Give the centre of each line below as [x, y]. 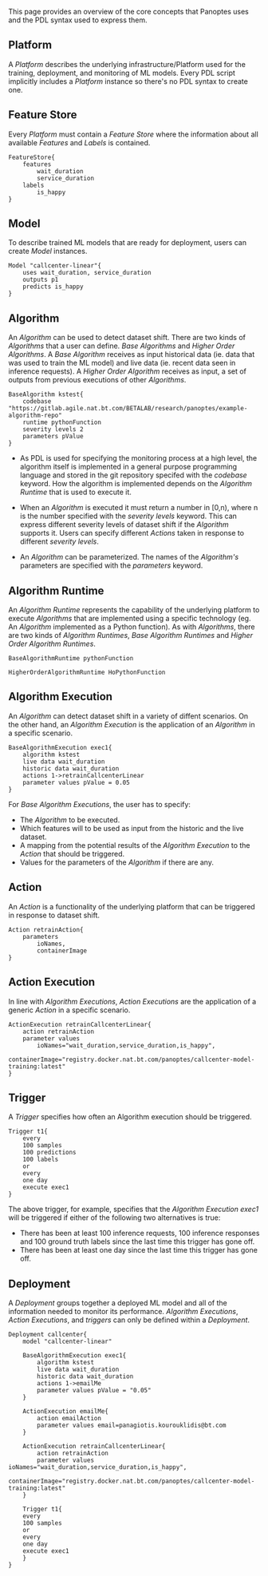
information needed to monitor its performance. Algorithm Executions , [123, 1312]
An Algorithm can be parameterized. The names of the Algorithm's [129, 557]
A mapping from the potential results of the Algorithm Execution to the [135, 845]
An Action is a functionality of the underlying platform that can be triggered [132, 906]
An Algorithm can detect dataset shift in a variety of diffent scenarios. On [128, 716]
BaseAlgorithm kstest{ [46, 394]
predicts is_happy [53, 287]
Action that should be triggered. [72, 853]
